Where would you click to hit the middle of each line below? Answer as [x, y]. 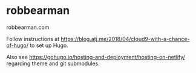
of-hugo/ [18, 45]
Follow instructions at [33, 39]
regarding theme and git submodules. [53, 63]
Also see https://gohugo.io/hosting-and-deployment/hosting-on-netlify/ [96, 57]
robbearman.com [28, 27]
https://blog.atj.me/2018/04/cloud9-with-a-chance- [125, 39]
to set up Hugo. [49, 45]
